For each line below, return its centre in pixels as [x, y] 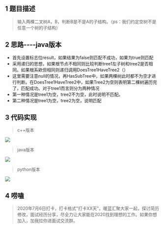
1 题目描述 [20, 9]
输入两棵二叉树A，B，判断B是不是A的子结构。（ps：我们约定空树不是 [87, 22]
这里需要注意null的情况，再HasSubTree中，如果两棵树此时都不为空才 [82, 76]
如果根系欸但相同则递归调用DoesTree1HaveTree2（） [75, 70]
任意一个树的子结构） [39, 28]
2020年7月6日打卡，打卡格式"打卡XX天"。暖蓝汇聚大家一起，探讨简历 [88, 208]
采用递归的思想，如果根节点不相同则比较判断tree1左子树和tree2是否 [80, 63]
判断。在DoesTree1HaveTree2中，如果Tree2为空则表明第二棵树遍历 [85, 82]
